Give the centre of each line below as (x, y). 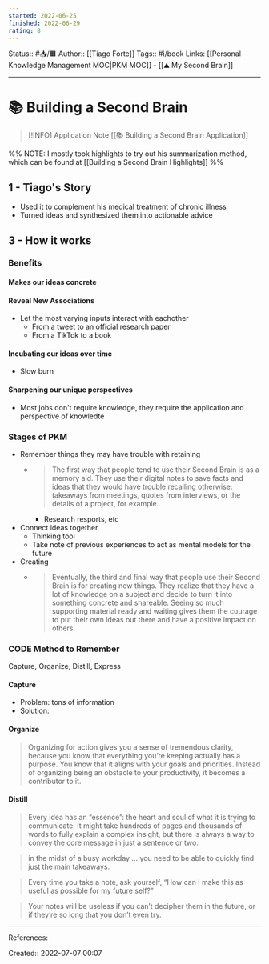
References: (28, 938)
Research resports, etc (81, 519)
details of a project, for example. (105, 503)
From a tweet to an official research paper (101, 327)
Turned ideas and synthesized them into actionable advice (116, 215)
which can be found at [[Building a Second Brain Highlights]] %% (116, 162)
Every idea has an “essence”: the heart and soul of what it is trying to (142, 817)
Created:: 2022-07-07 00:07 (55, 953)
